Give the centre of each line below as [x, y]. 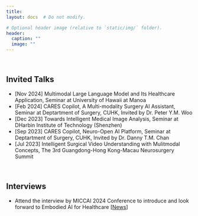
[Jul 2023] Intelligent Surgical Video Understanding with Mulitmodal [97, 144]
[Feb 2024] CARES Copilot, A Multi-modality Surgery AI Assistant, [95, 106]
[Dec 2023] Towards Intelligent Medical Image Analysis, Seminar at [96, 119]
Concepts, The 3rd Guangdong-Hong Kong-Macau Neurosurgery [94, 150]
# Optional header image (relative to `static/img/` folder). [84, 28]
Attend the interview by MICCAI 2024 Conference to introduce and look [102, 201]
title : [14, 12]
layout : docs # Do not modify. [46, 17]
